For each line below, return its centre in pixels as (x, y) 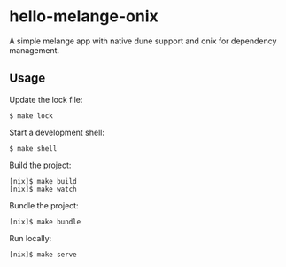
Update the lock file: (46, 99)
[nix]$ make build (43, 181)
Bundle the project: (44, 205)
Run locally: (31, 238)
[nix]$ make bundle (45, 222)
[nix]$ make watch (43, 189)
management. (35, 50)
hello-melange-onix (84, 16)
